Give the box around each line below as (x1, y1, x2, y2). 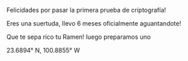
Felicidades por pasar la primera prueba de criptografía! (6, 6, 166, 14)
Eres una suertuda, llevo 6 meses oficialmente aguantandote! (6, 19, 182, 27)
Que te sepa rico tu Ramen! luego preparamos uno (6, 33, 151, 41)
